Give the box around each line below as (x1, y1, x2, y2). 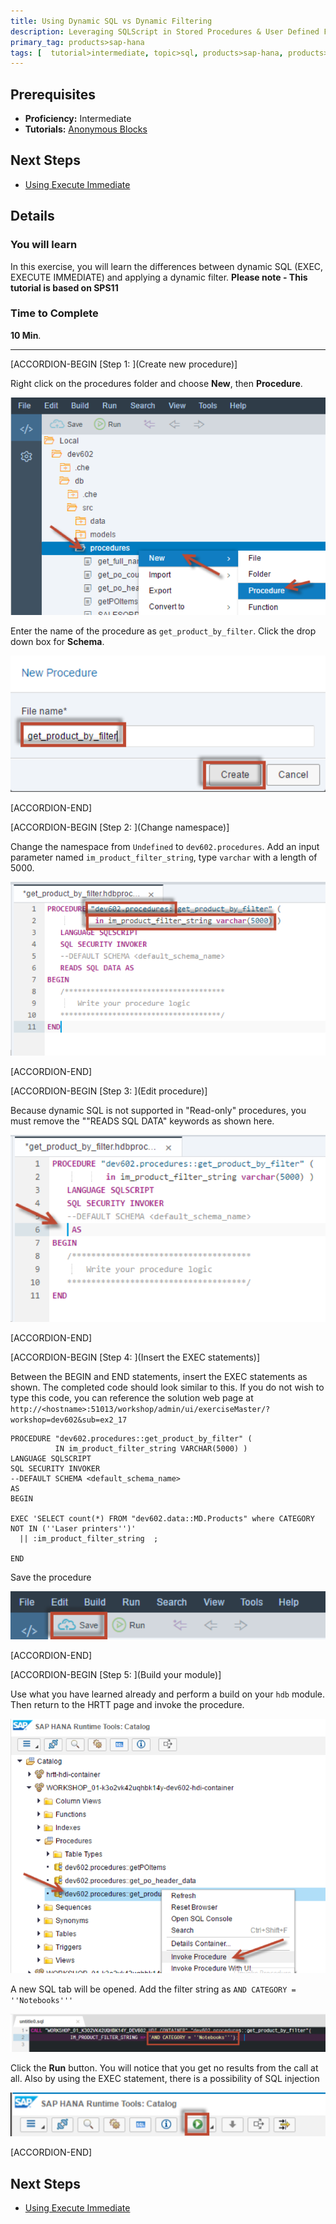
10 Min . (10, 329, 42, 341)
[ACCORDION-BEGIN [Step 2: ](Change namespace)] (10, 821, 230, 833)
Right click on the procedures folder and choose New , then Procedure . (10, 377, 303, 389)
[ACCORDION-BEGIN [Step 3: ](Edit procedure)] (10, 1085, 208, 1097)
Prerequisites (10, 86, 96, 103)
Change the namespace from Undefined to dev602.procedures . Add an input (10, 840, 320, 852)
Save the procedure (10, 1571, 92, 1584)
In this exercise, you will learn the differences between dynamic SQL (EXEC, (10, 260, 324, 272)
